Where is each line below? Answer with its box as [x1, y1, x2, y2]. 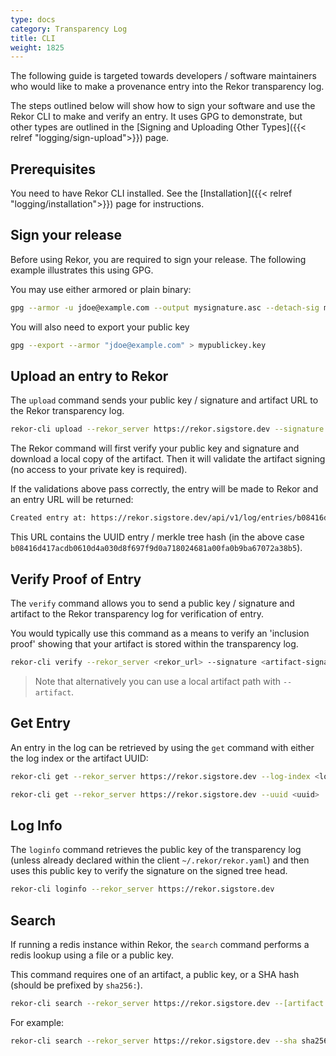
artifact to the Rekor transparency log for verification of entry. [10, 608, 264, 620]
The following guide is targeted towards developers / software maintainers [10, 70, 317, 82]
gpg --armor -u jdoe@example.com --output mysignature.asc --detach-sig [10, 302, 320, 313]
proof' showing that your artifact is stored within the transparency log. [10, 638, 299, 650]
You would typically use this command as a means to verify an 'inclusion [10, 627, 310, 639]
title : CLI [10, 33, 56, 43]
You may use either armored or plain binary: [10, 283, 192, 295]
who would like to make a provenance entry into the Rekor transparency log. [10, 81, 325, 93]
